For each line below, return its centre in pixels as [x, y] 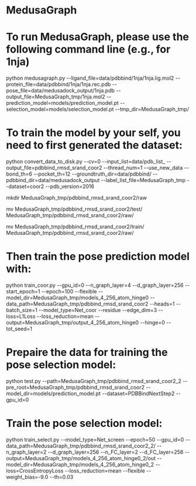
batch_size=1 [22, 310]
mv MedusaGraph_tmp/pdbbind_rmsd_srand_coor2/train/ [75, 227]
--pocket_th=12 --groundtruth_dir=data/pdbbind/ [92, 174]
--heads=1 [162, 304]
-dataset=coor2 [25, 186]
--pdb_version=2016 [70, 186]
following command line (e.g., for [88, 49]
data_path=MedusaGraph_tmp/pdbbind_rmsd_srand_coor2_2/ [81, 446]
